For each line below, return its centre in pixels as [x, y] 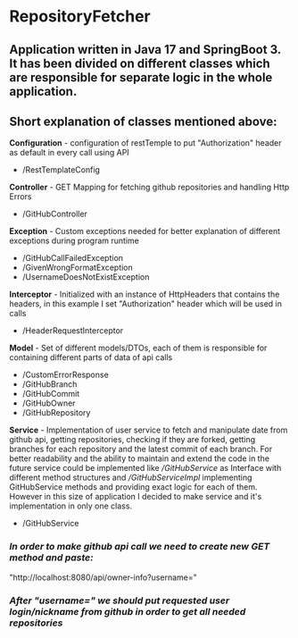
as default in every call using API [69, 153]
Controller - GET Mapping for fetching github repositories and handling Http [149, 187]
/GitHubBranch [50, 384]
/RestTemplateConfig [61, 170]
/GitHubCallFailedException [72, 258]
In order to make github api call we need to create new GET [140, 547]
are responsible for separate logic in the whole [141, 77]
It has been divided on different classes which [140, 63]
